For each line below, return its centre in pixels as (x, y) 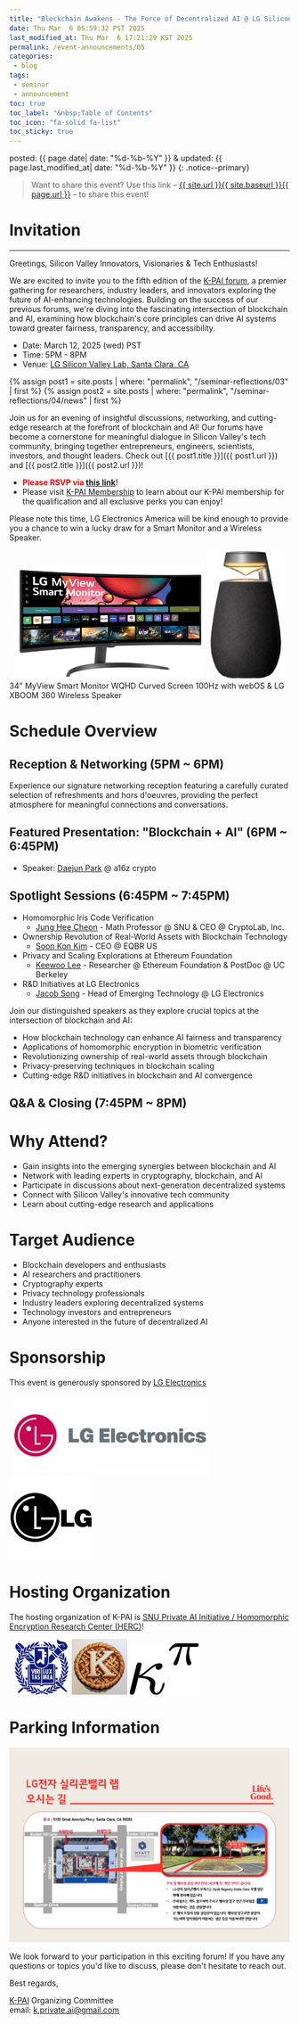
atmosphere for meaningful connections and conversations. (119, 805)
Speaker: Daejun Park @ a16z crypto (89, 868)
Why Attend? (59, 1142)
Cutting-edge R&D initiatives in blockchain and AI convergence (137, 1075)
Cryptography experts (63, 1283)
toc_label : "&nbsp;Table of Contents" (81, 113)
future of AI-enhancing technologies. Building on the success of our (134, 300)
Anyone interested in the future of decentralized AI (115, 1321)
